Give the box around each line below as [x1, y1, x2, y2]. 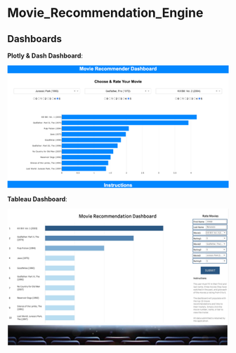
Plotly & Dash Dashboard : [7, 51, 83, 60]
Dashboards [7, 33, 62, 45]
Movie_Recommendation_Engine [7, 5, 204, 21]
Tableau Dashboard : [7, 194, 68, 203]
